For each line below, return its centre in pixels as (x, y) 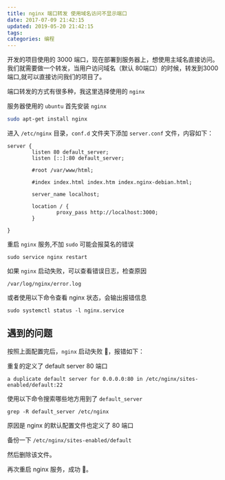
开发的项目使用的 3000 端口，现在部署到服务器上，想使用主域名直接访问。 (113, 60)
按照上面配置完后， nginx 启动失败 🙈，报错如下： (76, 351)
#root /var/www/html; (63, 170)
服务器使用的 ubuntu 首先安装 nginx (57, 106)
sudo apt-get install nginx (47, 119)
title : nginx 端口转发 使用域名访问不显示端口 (67, 13)
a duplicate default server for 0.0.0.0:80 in (75, 379)
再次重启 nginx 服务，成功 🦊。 (50, 469)
